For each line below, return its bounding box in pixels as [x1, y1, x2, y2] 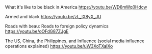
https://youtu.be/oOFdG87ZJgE [5, 28, 69, 34]
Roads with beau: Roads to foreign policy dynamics [5, 23, 109, 29]
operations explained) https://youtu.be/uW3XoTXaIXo [5, 43, 113, 49]
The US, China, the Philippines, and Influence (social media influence [5, 38, 145, 44]
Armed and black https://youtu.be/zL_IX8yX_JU [5, 14, 101, 19]
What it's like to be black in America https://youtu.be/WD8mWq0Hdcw [5, 4, 147, 10]
